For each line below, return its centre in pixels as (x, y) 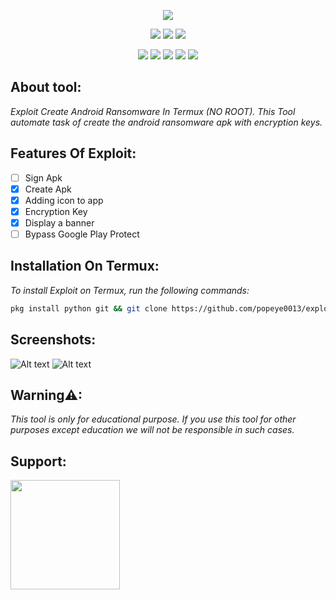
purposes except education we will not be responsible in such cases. (152, 430)
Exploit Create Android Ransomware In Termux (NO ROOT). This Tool (153, 111)
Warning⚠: (46, 395)
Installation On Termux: (85, 266)
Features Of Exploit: (73, 153)
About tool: (46, 87)
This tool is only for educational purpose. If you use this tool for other (153, 419)
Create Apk (48, 189)
